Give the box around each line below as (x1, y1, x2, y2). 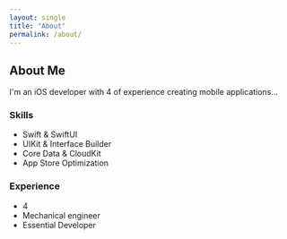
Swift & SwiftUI (22, 129, 78, 140)
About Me (9, 63, 65, 78)
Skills (9, 109, 34, 122)
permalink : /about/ (9, 30, 83, 38)
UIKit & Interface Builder (22, 139, 112, 149)
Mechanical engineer (22, 209, 101, 220)
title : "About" (9, 21, 66, 30)
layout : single (9, 13, 66, 22)
